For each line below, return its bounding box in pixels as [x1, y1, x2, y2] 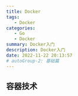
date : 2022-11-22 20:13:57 [6, 52, 73, 58]
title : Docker [6, 8, 41, 15]
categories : [6, 25, 35, 31]
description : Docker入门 [6, 47, 66, 53]
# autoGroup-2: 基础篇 [6, 58, 60, 64]
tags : [6, 14, 19, 20]
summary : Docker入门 [6, 42, 55, 48]
